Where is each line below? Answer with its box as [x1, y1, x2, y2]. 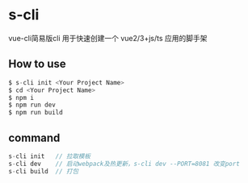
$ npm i [8, 94, 35, 102]
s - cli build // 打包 [8, 167, 79, 175]
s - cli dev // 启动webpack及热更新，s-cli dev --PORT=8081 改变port [8, 160, 240, 168]
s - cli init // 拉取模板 [8, 152, 91, 160]
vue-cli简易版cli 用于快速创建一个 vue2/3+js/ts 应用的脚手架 [8, 33, 208, 43]
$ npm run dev [8, 101, 57, 110]
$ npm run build [8, 109, 63, 117]
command [8, 131, 61, 144]
